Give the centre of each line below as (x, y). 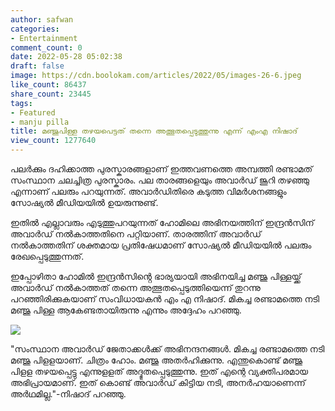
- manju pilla (40, 122)
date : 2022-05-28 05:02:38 (66, 57)
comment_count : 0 (46, 47)
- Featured (33, 112)
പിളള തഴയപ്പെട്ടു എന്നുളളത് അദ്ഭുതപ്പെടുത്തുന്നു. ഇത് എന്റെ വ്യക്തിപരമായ (159, 371)
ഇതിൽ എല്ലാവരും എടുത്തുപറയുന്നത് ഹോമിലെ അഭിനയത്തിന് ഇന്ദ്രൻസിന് (162, 222)
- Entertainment (44, 38)
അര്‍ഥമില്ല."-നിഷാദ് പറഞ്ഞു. (68, 394)
